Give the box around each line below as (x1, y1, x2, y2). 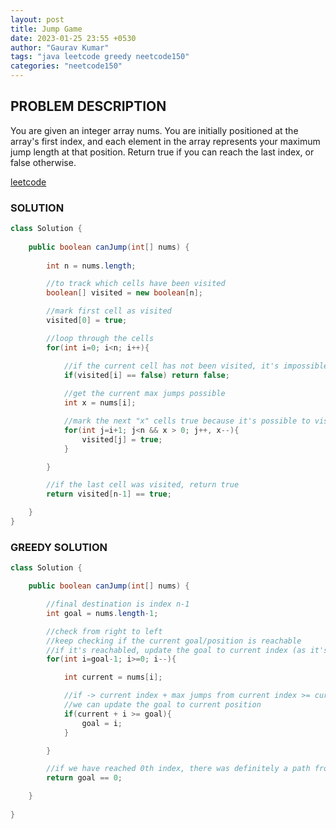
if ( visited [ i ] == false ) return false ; (63, 370, 230, 380)
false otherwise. (10, 156, 77, 168)
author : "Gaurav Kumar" (10, 42, 110, 53)
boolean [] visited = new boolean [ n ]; (46, 288, 203, 298)
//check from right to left (46, 626, 163, 636)
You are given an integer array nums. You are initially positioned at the (10, 124, 299, 136)
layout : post (10, 14, 65, 25)
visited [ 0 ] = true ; (46, 316, 128, 326)
